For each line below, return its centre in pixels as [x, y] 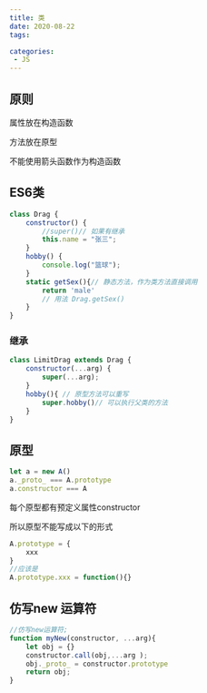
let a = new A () [40, 472]
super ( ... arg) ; [71, 377]
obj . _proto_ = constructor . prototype [97, 664]
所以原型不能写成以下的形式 [61, 526]
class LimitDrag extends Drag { [70, 361]
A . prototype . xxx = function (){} [70, 578]
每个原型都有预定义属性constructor [75, 507]
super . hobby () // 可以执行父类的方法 [105, 403]
